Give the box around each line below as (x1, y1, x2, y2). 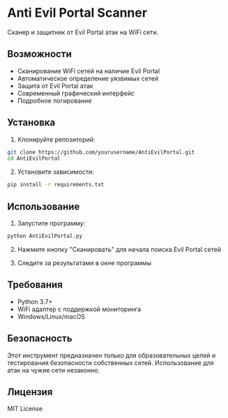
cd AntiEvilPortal (7, 155, 61, 162)
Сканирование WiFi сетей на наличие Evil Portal (17, 66, 160, 75)
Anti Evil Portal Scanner (7, 5, 148, 21)
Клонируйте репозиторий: (17, 135, 96, 144)
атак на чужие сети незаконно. (7, 366, 100, 374)
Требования (7, 279, 63, 291)
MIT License (7, 405, 43, 413)
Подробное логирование (17, 96, 92, 105)
